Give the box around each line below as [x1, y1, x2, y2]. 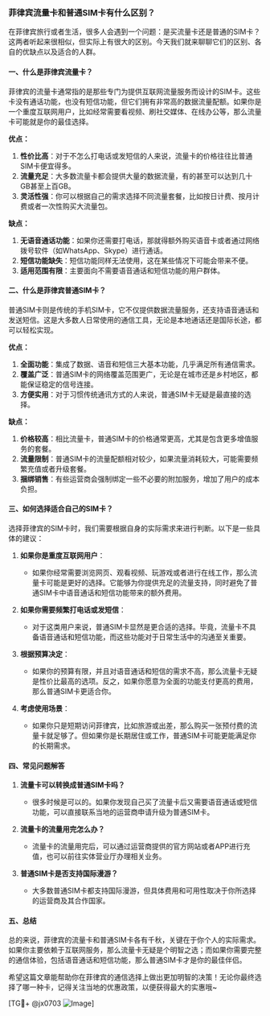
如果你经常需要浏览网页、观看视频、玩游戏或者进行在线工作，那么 [31, 568, 251, 577]
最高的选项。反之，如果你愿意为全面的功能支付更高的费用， [59, 676, 258, 686]
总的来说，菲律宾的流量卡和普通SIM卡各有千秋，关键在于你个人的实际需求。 [8, 935, 261, 945]
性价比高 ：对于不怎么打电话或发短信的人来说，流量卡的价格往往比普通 [19, 151, 253, 160]
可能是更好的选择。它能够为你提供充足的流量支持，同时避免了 [46, 577, 251, 587]
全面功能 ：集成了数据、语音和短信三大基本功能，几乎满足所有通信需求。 [19, 359, 260, 369]
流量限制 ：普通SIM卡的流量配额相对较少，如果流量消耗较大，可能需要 [19, 453, 252, 464]
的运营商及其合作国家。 [31, 896, 110, 906]
